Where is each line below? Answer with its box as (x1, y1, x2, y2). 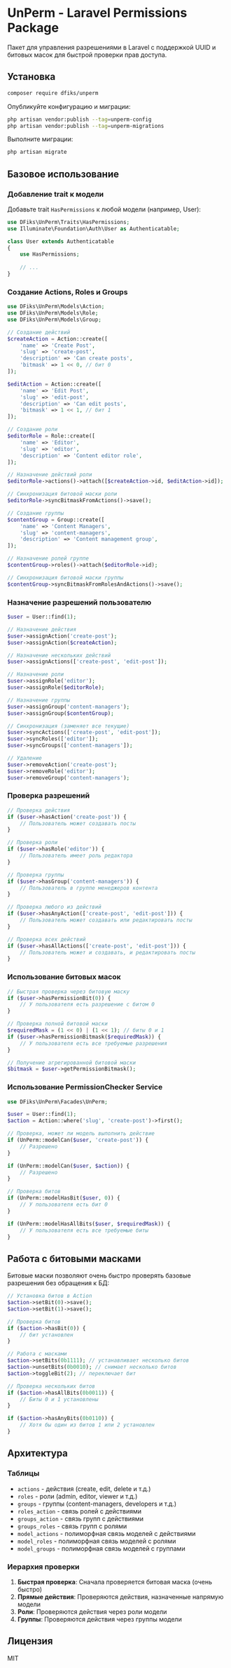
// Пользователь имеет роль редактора (20, 852, 133, 860)
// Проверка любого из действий (7, 904, 101, 911)
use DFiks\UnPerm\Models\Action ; (7, 303, 105, 310)
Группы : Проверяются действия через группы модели (17, 1615, 182, 1623)
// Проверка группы (7, 871, 64, 879)
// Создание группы (7, 509, 64, 517)
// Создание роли (7, 426, 58, 433)
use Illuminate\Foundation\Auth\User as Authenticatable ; (7, 225, 180, 232)
